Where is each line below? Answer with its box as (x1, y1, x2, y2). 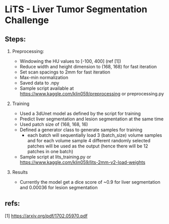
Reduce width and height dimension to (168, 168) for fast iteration (19, 64, 157, 69)
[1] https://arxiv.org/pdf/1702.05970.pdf (5, 213, 88, 219)
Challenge (5, 14, 49, 26)
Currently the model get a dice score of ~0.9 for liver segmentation (19, 179, 161, 185)
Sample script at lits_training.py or (19, 154, 91, 160)
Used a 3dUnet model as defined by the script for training (19, 111, 141, 116)
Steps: (5, 35, 26, 43)
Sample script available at (19, 85, 74, 91)
